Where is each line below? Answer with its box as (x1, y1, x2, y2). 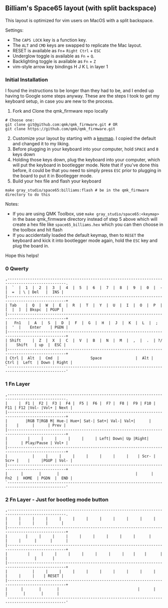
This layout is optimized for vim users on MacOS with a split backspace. (5, 17, 154, 23)
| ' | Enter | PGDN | (5, 325, 69, 330)
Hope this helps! (5, 252, 39, 258)
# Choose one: (5, 118, 35, 123)
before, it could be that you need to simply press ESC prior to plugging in (12, 167, 161, 173)
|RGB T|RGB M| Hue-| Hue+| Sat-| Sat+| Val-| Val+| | (25, 418, 151, 423)
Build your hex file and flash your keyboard (12, 178, 101, 184)
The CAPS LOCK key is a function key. (12, 37, 87, 43)
